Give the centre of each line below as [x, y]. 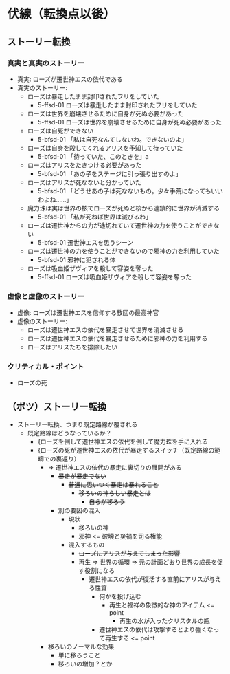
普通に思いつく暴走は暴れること [114, 485]
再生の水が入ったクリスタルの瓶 [164, 621]
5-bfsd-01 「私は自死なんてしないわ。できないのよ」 [112, 139]
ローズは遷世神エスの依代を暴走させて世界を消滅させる [105, 330]
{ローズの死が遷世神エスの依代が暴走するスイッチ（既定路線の [126, 450]
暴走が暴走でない [82, 476]
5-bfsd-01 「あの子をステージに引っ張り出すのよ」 [110, 173]
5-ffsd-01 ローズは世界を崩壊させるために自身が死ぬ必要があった [129, 122]
